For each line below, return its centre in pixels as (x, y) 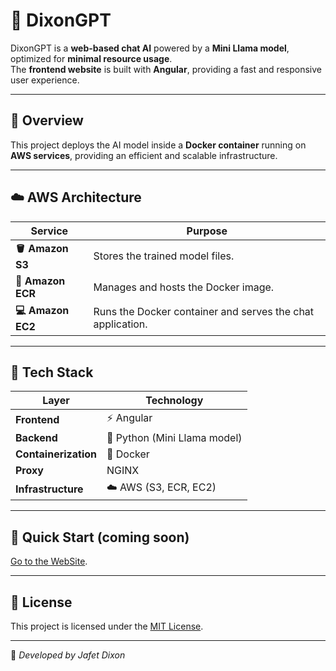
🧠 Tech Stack (52, 372)
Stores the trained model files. (164, 256)
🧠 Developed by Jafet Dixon (68, 655)
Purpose (207, 231)
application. (120, 324)
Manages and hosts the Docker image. (184, 287)
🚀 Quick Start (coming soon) (100, 537)
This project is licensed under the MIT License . (107, 626)
